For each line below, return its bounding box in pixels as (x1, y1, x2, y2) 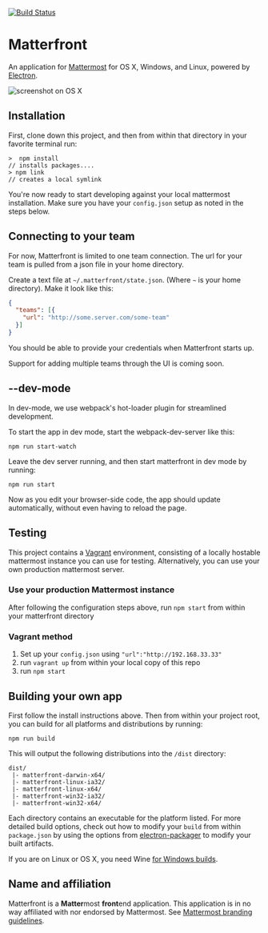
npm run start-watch (8, 442, 78, 450)
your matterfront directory (8, 611, 94, 620)
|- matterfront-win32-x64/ (11, 799, 102, 807)
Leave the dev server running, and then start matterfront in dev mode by (8, 456, 247, 466)
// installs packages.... (8, 161, 94, 170)
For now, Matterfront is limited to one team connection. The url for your (8, 250, 242, 260)
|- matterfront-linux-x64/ (11, 785, 102, 793)
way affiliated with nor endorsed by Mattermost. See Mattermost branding (8, 907, 253, 916)
